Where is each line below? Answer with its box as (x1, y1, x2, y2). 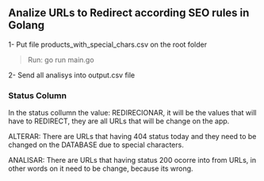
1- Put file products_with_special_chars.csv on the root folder (8, 40, 208, 49)
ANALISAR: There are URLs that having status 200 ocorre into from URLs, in (8, 156, 256, 165)
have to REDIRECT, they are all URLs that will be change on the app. (8, 116, 230, 126)
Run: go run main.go (27, 55, 94, 64)
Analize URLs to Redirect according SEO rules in (8, 6, 250, 20)
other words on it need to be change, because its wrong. (8, 164, 193, 173)
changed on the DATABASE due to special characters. (8, 140, 184, 149)
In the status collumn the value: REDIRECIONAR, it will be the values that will (8, 108, 257, 118)
